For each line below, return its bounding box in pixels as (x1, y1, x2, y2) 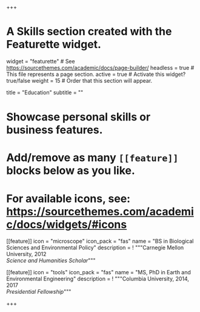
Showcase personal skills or (6, 110, 151, 124)
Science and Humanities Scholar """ (6, 257, 96, 265)
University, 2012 (6, 251, 47, 258)
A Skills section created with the (6, 25, 172, 38)
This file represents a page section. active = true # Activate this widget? (6, 71, 186, 78)
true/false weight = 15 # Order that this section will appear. (6, 77, 153, 84)
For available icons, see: (6, 192, 131, 206)
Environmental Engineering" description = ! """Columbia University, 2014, (6, 275, 190, 283)
